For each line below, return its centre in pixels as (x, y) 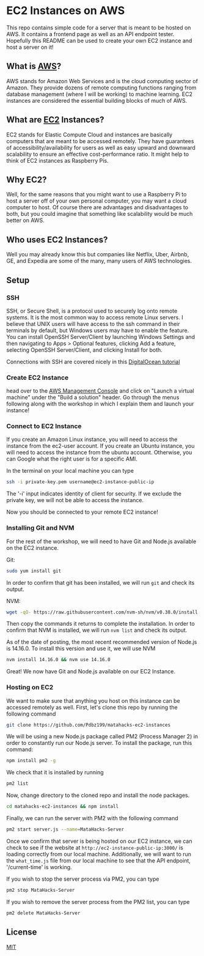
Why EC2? (27, 180)
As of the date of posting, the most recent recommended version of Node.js (102, 642)
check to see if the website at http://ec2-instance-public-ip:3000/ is (95, 847)
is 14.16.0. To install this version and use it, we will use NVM (81, 648)
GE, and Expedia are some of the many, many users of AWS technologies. (99, 261)
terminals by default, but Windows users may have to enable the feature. (98, 330)
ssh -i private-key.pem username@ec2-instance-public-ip (80, 482)
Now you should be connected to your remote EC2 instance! (82, 512)
